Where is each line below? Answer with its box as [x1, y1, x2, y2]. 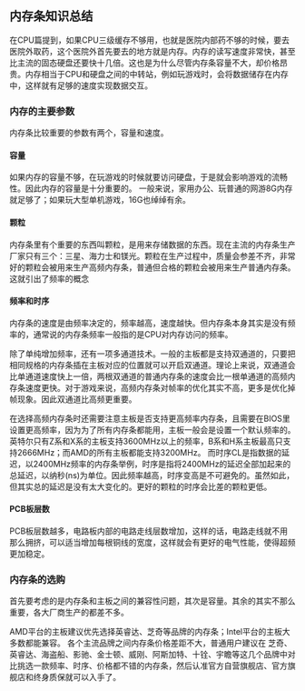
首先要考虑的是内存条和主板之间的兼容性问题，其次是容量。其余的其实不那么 [9, 596, 296, 606]
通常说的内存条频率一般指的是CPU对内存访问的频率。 [33, 328, 233, 339]
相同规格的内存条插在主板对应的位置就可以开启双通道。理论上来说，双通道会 [9, 359, 296, 370]
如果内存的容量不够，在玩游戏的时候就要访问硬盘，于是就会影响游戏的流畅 [9, 172, 288, 183]
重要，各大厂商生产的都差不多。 [9, 607, 129, 618]
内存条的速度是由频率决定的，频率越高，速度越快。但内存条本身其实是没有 [9, 317, 288, 328]
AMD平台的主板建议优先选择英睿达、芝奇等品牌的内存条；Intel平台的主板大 [9, 626, 290, 637]
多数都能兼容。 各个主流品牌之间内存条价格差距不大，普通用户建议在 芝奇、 [9, 637, 292, 648]
